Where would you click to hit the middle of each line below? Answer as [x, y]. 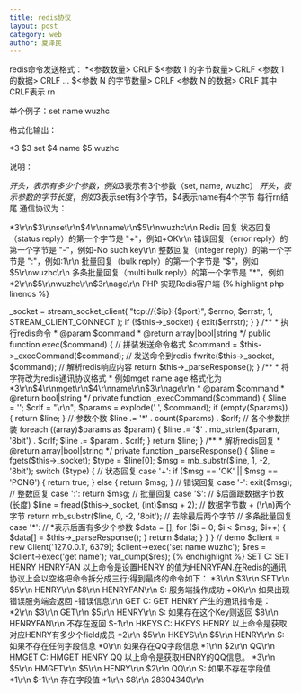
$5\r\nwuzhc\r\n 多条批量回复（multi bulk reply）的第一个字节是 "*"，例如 [147, 273]
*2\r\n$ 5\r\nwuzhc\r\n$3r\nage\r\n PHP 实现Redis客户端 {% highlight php [147, 283]
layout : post [34, 26]
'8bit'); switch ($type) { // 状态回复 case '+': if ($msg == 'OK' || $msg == [144, 471]
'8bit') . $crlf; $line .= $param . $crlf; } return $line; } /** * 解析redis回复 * [145, 441]
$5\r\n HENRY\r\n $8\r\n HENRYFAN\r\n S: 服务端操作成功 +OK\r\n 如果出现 [150, 589]
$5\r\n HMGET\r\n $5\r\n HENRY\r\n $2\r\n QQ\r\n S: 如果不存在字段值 [140, 669]
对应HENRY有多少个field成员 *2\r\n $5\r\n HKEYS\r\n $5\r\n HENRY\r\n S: [147, 634]
